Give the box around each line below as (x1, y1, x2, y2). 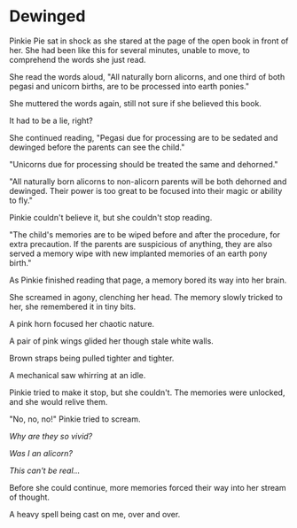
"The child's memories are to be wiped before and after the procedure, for (9, 229, 281, 240)
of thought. (9, 492, 51, 502)
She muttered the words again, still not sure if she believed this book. (9, 97, 262, 108)
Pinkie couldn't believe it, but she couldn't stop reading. (9, 212, 213, 222)
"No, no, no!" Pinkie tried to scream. (9, 414, 141, 424)
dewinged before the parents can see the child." (9, 142, 185, 152)
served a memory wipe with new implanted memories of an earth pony (9, 248, 268, 259)
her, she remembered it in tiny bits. (9, 301, 137, 312)
